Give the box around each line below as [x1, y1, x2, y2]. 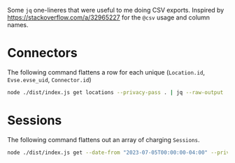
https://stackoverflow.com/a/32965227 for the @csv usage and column [7, 13, 211, 22]
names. [7, 21, 29, 29]
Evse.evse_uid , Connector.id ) [7, 75, 92, 84]
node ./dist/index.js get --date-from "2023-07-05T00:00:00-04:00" [7, 149, 208, 156]
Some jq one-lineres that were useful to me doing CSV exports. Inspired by [7, 6, 225, 14]
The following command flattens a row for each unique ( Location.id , [7, 68, 205, 76]
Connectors [7, 45, 78, 61]
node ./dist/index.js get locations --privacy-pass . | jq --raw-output [7, 88, 224, 96]
